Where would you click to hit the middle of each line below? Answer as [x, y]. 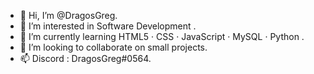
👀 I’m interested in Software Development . [108, 26]
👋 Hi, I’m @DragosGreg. [68, 15]
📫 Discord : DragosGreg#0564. [85, 58]
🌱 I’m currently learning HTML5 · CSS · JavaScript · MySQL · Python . [162, 36]
